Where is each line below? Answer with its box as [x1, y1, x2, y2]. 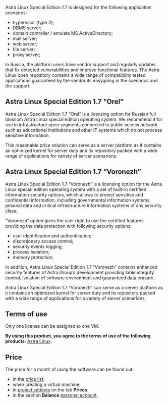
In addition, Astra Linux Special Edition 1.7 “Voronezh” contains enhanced [5, 264, 158, 270]
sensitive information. [5, 132, 50, 138]
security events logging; [12, 243, 63, 249]
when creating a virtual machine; [12, 381, 81, 388]
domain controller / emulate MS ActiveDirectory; [12, 30, 113, 36]
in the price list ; [12, 376, 45, 382]
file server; [12, 46, 35, 52]
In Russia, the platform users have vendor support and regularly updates [5, 62, 156, 67]
